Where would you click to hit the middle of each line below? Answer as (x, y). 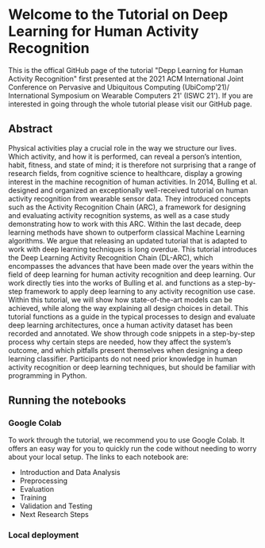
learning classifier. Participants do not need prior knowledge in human (123, 358)
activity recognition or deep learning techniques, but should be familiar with (132, 367)
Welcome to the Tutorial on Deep (118, 15)
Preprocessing (44, 481)
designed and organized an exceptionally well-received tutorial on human (128, 190)
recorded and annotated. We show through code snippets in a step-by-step (132, 333)
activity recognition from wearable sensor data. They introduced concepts (130, 198)
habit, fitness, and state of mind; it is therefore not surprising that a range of (132, 165)
